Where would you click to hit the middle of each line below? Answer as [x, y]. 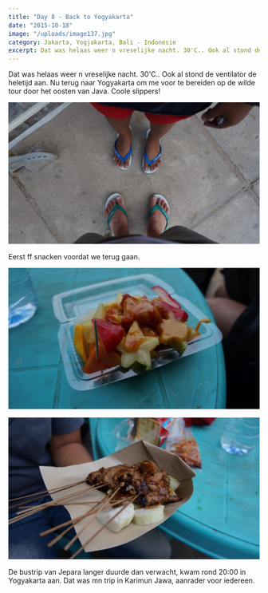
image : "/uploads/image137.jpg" [62, 34]
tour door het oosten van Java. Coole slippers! [85, 91]
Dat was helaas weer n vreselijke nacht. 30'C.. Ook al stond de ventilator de [132, 74]
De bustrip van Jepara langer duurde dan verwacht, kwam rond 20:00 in [127, 571]
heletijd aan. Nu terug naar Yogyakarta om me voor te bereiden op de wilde [132, 83]
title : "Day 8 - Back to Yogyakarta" [71, 17]
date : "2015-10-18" [41, 25]
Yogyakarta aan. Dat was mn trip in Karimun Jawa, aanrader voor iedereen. [132, 580]
